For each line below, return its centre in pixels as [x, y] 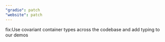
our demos [17, 35]
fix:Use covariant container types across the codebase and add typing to [83, 29]
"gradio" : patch [23, 10]
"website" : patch [24, 15]
